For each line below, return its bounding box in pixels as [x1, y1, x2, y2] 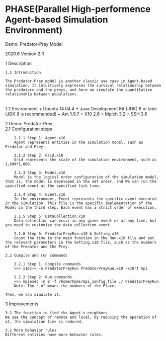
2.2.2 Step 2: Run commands [14, 274, 72, 279]
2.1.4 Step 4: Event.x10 [14, 192, 66, 197]
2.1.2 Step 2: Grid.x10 [14, 153, 64, 158]
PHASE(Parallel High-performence [5, 3, 151, 15]
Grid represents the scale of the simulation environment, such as [14, 157, 157, 162]
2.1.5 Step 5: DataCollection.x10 [14, 214, 85, 219]
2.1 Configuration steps [5, 126, 52, 132]
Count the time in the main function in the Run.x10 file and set [14, 235, 155, 241]
